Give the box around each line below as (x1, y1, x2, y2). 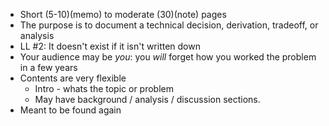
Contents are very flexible (19, 72, 127, 84)
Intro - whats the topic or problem (34, 83, 175, 94)
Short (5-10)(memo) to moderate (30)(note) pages (19, 9, 227, 20)
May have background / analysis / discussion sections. (34, 94, 261, 105)
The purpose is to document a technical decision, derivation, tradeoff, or (19, 19, 319, 31)
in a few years (19, 62, 78, 73)
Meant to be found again (19, 104, 122, 116)
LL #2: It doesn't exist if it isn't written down (19, 40, 201, 52)
